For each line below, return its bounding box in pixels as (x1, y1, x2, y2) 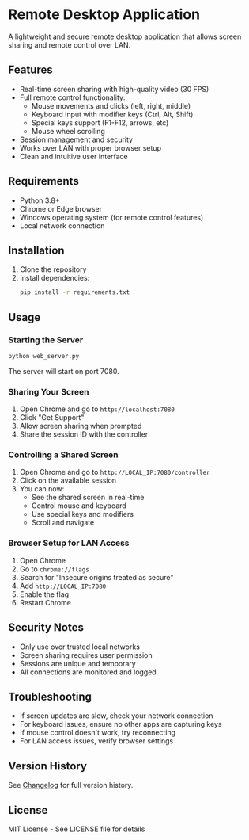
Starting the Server (8, 334, 84, 346)
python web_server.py (8, 352, 80, 360)
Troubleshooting (8, 689, 92, 703)
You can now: (19, 484, 65, 494)
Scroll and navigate (31, 517, 95, 528)
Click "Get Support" (19, 413, 85, 422)
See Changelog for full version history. (8, 781, 134, 790)
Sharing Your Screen (8, 386, 89, 397)
